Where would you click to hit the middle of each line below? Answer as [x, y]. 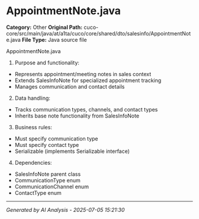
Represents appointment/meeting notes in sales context [83, 74]
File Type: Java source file [54, 40]
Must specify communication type [57, 138]
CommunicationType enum [48, 180]
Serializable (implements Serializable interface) [72, 151]
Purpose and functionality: [47, 63]
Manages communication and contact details [70, 86]
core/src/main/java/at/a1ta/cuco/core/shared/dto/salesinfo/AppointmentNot [99, 33]
